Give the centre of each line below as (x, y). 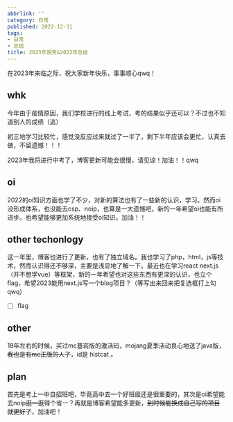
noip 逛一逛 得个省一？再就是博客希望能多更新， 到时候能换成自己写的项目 (116, 403)
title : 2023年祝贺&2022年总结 (48, 53)
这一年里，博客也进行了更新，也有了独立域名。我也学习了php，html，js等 (112, 257)
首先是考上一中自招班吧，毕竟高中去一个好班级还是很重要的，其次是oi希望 (113, 394)
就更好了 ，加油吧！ (35, 412)
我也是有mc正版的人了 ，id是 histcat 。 (62, 355)
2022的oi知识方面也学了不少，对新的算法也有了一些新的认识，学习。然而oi (114, 200)
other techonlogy (45, 240)
